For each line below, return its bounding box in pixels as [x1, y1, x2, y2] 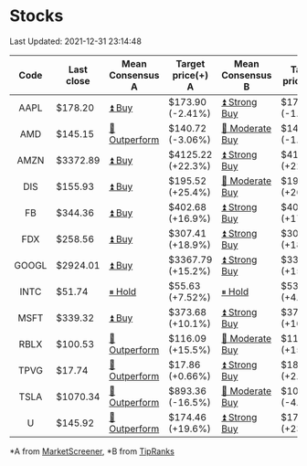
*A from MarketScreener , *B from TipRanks [9, 445, 175, 457]
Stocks [9, 5, 64, 26]
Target [175, 57, 206, 69]
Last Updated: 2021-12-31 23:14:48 [9, 36, 142, 47]
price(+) [172, 69, 208, 81]
